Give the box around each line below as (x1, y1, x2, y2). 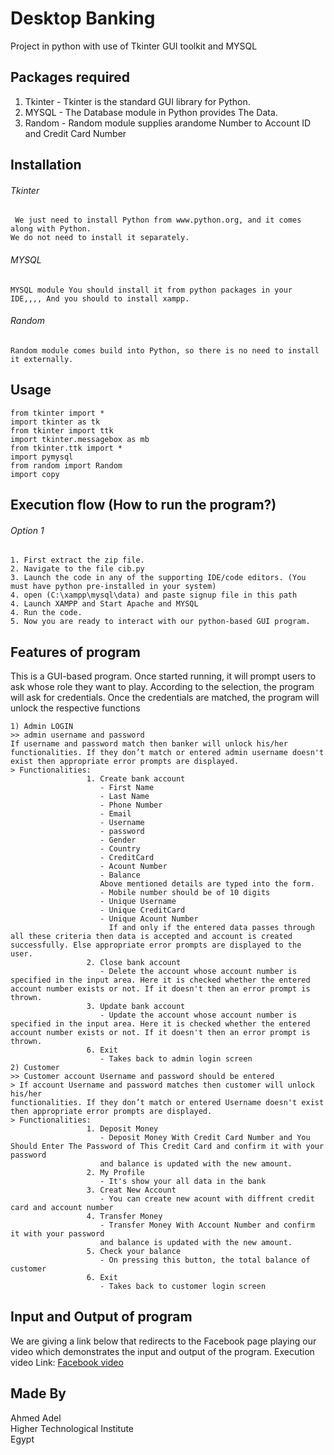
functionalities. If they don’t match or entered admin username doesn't (10, 747, 325, 757)
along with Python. (10, 224, 92, 234)
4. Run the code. (10, 608, 83, 618)
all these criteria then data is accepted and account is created (10, 931, 293, 941)
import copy (10, 469, 60, 479)
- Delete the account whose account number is (99, 966, 298, 976)
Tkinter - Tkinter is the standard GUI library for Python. (24, 95, 251, 107)
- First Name (99, 782, 155, 792)
